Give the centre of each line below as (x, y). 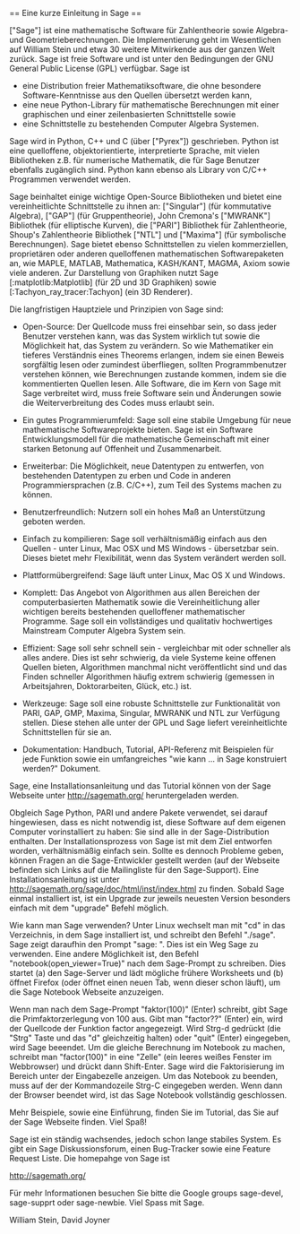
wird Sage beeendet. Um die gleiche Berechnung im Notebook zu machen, (147, 1047)
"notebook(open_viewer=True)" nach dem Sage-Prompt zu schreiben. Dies (148, 963)
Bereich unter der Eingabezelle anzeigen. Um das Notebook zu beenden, (144, 1076)
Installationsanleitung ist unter (65, 879)
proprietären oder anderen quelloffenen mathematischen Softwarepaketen (147, 254)
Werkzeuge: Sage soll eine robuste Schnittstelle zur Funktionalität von (151, 703)
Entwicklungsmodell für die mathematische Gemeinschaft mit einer (146, 439)
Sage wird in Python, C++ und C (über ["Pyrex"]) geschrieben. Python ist (144, 141)
